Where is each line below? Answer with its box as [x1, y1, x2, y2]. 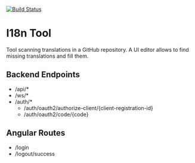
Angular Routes [6, 128, 66, 138]
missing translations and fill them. [6, 52, 89, 59]
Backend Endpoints [6, 70, 81, 80]
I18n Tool [6, 27, 52, 40]
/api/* [14, 85, 29, 92]
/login [14, 143, 29, 151]
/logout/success [14, 150, 55, 157]
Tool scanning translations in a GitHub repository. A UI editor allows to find [6, 46, 189, 53]
